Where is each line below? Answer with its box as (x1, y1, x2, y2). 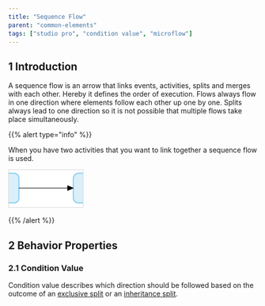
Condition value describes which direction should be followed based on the (8, 280, 255, 289)
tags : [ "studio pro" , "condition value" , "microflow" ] (8, 29, 193, 37)
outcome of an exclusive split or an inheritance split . (8, 289, 178, 298)
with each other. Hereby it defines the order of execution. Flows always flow (8, 90, 257, 99)
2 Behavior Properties (8, 239, 119, 252)
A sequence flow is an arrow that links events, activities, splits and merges (8, 81, 251, 90)
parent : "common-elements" (8, 21, 97, 29)
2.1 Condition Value (8, 262, 84, 273)
